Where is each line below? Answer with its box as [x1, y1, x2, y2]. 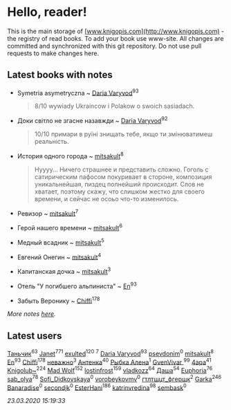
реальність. [34, 138, 69, 146]
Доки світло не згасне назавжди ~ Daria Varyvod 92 [17, 115, 168, 125]
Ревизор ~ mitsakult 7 [17, 208, 79, 218]
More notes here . [7, 310, 57, 318]
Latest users [7, 330, 62, 342]
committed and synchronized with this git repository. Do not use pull [7, 41, 202, 50]
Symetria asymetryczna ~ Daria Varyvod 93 [17, 87, 139, 97]
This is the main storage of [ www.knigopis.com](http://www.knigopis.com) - [7, 27, 225, 35]
